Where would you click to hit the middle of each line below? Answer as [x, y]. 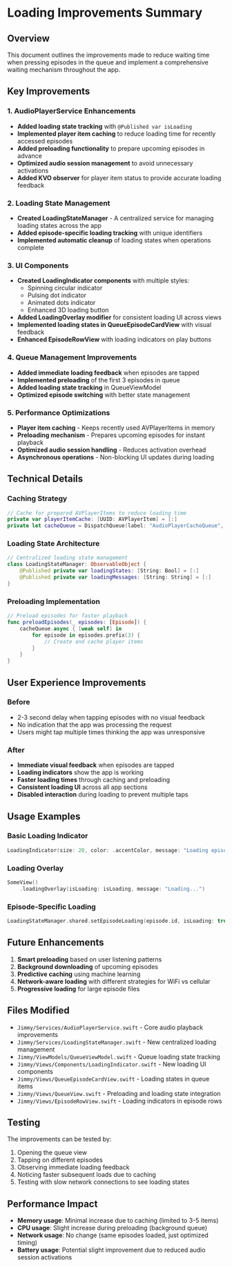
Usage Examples [44, 816]
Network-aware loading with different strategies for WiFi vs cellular [114, 981]
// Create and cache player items [94, 641]
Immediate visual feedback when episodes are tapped [96, 765]
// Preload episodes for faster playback [68, 616]
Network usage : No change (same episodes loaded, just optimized [113, 1235]
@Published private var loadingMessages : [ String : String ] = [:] [116, 577]
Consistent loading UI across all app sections [82, 787]
